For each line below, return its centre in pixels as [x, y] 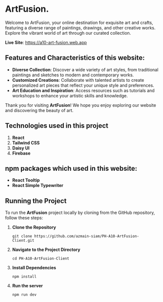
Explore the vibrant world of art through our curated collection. [68, 33]
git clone [22, 236]
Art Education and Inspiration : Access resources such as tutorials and [83, 90]
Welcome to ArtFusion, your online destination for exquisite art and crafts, [79, 23]
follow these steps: [24, 218]
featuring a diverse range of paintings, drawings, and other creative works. [80, 27]
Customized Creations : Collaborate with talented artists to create [78, 80]
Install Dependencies [34, 268]
